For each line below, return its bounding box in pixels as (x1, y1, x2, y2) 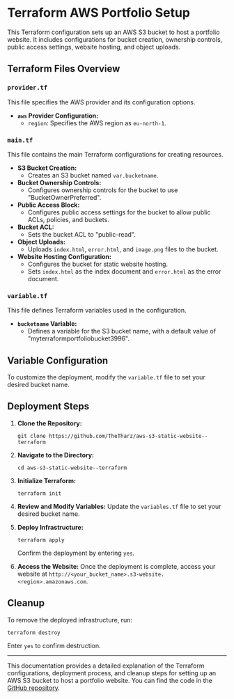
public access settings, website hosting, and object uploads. (7, 42, 181, 51)
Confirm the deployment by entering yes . (17, 549, 135, 557)
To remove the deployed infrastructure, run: (7, 615, 132, 624)
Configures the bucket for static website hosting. (27, 260, 169, 268)
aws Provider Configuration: (17, 111, 99, 120)
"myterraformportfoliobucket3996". (27, 334, 130, 343)
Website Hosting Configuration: (17, 252, 111, 260)
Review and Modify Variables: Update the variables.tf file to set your (17, 502, 221, 510)
